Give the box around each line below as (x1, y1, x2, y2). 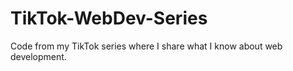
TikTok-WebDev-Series (10, 7, 208, 30)
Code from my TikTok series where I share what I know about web (10, 40, 283, 52)
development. (10, 50, 67, 62)
